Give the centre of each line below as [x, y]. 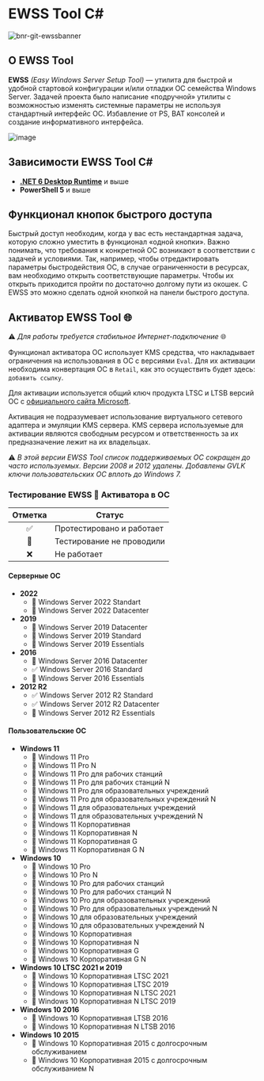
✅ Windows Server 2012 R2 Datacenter [95, 704]
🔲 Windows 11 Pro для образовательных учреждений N [123, 799]
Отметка [30, 515]
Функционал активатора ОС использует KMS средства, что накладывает [132, 353]
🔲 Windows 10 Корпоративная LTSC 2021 [100, 976]
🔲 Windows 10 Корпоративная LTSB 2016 [100, 1018]
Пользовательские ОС [47, 731]
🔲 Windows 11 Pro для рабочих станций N [100, 782]
